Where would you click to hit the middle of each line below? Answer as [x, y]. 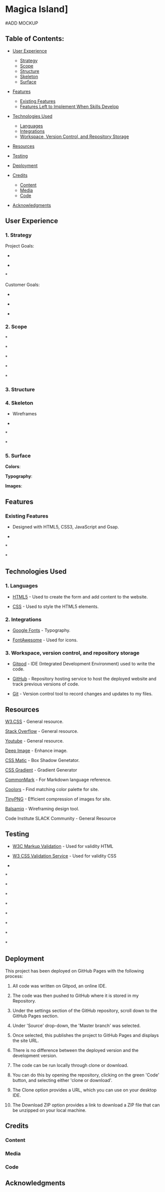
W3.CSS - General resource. [34, 721]
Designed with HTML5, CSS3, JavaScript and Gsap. [65, 526]
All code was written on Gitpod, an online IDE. [59, 985]
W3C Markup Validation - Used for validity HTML [63, 846]
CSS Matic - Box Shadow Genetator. [42, 760]
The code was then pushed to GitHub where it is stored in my [75, 995]
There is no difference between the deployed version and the [75, 1050]
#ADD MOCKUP [22, 23]
